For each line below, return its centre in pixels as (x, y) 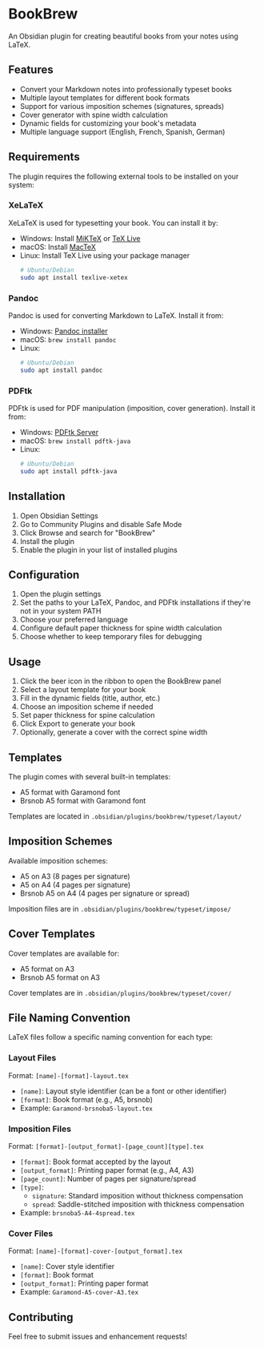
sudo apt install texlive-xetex (74, 277)
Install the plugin (47, 541)
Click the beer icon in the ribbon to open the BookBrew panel (120, 681)
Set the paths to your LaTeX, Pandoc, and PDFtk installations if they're (135, 602)
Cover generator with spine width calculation (94, 115)
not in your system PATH (60, 611)
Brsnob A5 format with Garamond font (83, 800)
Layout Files (32, 1058)
